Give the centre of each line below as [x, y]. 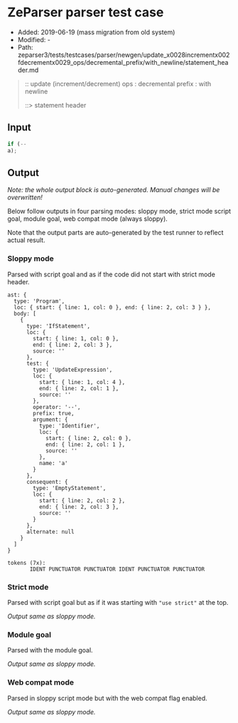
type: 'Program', [39, 301]
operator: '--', [57, 407]
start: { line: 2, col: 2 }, [82, 500]
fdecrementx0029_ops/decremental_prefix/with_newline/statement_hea [123, 62]
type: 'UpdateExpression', [73, 370]
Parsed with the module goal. [50, 650]
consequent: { [47, 482]
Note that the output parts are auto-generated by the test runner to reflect [115, 233]
